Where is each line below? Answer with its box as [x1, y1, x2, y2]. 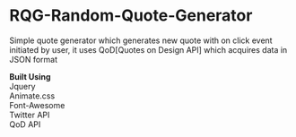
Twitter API [9, 109, 50, 120]
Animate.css [9, 90, 56, 101]
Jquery [9, 81, 36, 91]
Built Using [9, 71, 51, 81]
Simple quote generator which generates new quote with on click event [9, 35, 273, 46]
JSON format [9, 54, 58, 64]
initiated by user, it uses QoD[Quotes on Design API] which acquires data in [9, 44, 288, 55]
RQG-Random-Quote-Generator [9, 5, 253, 26]
